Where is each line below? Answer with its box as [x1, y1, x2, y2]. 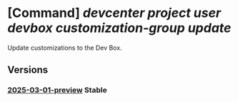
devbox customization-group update [7, 20, 232, 36]
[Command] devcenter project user [7, 5, 222, 21]
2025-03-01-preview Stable [7, 85, 107, 95]
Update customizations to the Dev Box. [7, 43, 123, 52]
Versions [7, 64, 49, 76]
